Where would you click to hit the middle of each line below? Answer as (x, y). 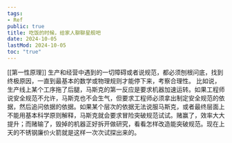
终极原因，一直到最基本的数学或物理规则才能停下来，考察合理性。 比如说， (114, 80)
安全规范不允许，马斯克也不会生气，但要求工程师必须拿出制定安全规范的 (116, 98)
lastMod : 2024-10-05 (37, 45)
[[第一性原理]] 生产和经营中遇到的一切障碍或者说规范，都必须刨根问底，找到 (115, 72)
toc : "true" (24, 52)
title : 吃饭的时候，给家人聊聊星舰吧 (54, 33)
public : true (26, 26)
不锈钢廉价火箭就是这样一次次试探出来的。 (79, 132)
